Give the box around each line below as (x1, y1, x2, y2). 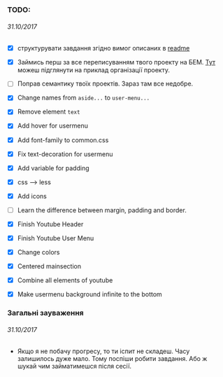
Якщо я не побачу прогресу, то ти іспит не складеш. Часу (17, 347, 190, 355)
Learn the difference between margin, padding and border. (17, 205, 187, 214)
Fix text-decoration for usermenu (17, 149, 113, 158)
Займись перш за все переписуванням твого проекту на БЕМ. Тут (17, 58, 216, 67)
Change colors (17, 248, 60, 256)
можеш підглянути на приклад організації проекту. (17, 66, 170, 74)
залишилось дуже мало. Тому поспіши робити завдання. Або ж (17, 355, 208, 363)
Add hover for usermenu (17, 121, 89, 130)
